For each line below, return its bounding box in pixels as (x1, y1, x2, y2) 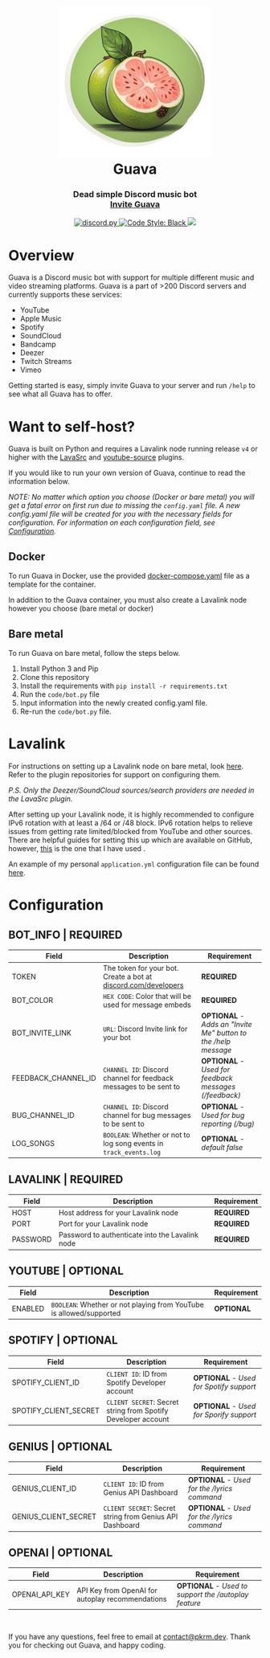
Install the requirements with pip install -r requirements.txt (19, 681, 228, 690)
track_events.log (103, 1148, 161, 1157)
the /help (201, 1037, 231, 1046)
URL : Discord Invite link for (103, 1024, 188, 1034)
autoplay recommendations (76, 1594, 167, 1603)
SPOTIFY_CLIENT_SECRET (11, 1406, 100, 1415)
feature (176, 1599, 201, 1608)
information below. (8, 477, 70, 486)
